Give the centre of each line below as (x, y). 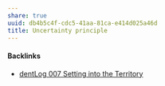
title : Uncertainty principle (58, 30)
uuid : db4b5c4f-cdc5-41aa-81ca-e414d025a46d (82, 23)
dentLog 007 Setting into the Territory (81, 73)
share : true (27, 16)
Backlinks (24, 56)
